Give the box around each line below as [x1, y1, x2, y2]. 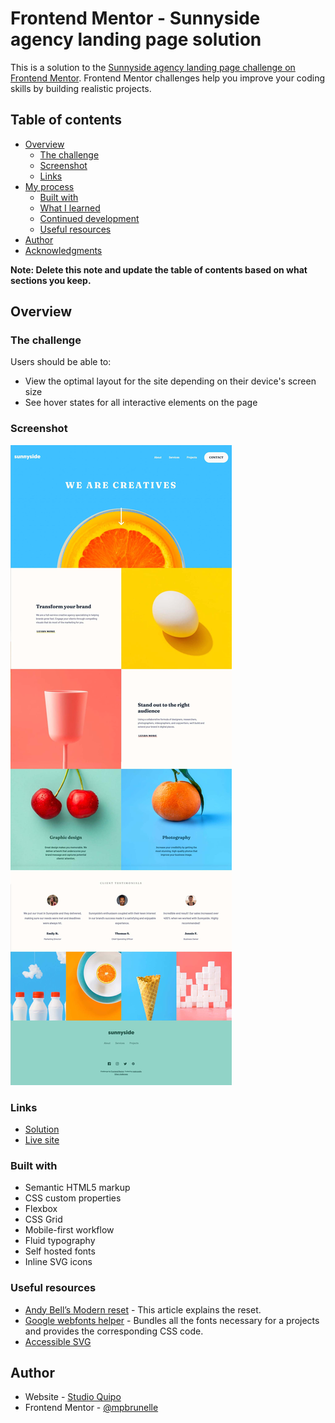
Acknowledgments [24, 244, 103, 256]
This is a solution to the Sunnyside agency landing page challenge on [10, 61, 296, 73]
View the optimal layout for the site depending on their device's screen [24, 375, 317, 387]
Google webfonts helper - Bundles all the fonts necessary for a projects [24, 1314, 320, 1326]
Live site [24, 1134, 60, 1146]
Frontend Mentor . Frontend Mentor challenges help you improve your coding [10, 72, 326, 84]
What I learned [39, 202, 101, 214]
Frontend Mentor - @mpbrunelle [24, 1402, 159, 1414]
